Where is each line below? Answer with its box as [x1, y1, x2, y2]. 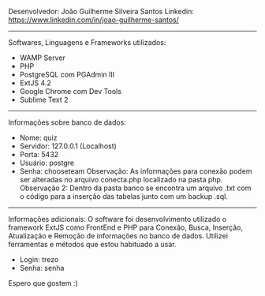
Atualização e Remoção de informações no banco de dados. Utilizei [8, 231, 229, 240]
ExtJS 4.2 [19, 78, 51, 88]
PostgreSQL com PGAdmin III [19, 70, 115, 79]
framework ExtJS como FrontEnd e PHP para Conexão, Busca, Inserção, [8, 223, 243, 232]
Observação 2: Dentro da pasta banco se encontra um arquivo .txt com [19, 183, 252, 193]
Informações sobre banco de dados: [8, 118, 126, 127]
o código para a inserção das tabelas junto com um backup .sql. [19, 192, 229, 200]
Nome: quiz [19, 133, 58, 142]
